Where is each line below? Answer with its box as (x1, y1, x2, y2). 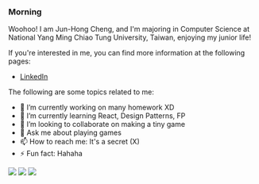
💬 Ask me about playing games (19, 128, 122, 137)
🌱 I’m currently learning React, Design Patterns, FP (19, 111, 186, 121)
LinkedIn (19, 72, 48, 82)
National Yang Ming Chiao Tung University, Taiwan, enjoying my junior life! (8, 33, 252, 42)
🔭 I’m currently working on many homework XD (19, 102, 175, 113)
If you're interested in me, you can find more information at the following (8, 48, 245, 58)
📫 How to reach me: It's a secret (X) (19, 137, 141, 147)
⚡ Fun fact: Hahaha (19, 149, 83, 159)
